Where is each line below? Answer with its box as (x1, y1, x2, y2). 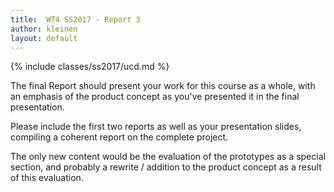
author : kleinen (10, 24, 78, 34)
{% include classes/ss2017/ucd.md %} (10, 61, 170, 73)
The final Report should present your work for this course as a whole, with (10, 80, 316, 92)
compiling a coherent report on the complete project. (10, 131, 229, 143)
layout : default (10, 33, 78, 43)
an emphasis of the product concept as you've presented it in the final (10, 91, 300, 103)
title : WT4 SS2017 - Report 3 (10, 14, 141, 25)
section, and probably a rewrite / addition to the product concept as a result (10, 161, 322, 173)
